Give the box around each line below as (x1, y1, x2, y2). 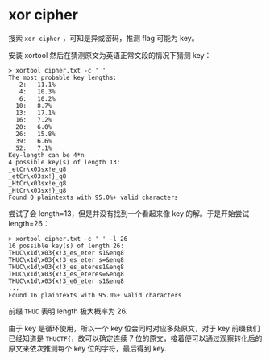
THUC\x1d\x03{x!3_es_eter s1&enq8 (8, 248, 125, 257)
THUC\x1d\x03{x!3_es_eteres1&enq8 (8, 263, 125, 271)
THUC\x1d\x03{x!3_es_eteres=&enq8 (8, 270, 125, 278)
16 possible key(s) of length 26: (8, 242, 125, 250)
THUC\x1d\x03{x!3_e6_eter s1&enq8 (8, 276, 125, 285)
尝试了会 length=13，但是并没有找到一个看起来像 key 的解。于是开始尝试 (8, 208, 250, 218)
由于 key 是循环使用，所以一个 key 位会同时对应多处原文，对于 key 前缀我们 (8, 323, 260, 333)
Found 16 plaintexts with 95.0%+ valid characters (8, 291, 182, 299)
